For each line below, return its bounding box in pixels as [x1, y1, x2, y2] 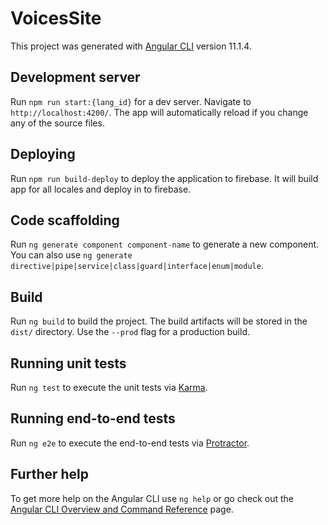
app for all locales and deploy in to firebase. [10, 183, 192, 195]
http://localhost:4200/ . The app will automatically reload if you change [10, 106, 309, 118]
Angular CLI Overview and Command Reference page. [10, 503, 234, 515]
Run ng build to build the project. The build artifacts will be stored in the [10, 315, 308, 327]
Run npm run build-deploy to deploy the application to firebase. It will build [10, 172, 319, 184]
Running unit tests [10, 355, 127, 372]
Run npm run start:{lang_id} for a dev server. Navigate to [10, 95, 252, 107]
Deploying [10, 146, 76, 163]
